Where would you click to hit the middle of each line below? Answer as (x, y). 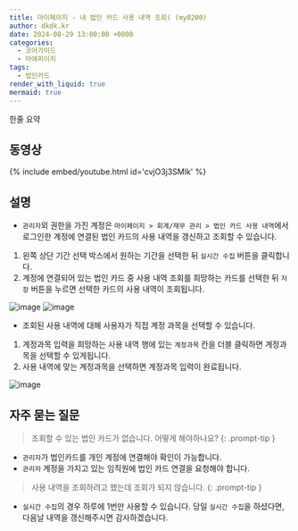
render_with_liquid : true (57, 84)
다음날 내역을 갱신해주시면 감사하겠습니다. (95, 517)
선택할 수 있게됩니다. (75, 356)
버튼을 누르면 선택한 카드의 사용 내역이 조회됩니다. (118, 289)
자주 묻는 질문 (45, 415)
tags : (19, 68)
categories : (31, 42)
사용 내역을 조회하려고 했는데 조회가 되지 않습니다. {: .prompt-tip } (146, 487)
